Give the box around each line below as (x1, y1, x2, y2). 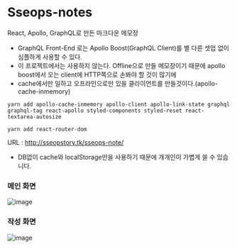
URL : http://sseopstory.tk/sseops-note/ (7, 138, 124, 146)
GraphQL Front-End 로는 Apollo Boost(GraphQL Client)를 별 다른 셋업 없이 (17, 43, 229, 52)
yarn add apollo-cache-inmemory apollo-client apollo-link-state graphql (7, 101, 231, 108)
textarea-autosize (7, 113, 62, 121)
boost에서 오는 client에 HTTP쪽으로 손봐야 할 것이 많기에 (17, 70, 177, 79)
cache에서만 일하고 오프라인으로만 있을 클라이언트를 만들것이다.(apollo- (17, 79, 219, 87)
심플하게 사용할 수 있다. (17, 52, 83, 61)
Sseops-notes (7, 4, 93, 21)
